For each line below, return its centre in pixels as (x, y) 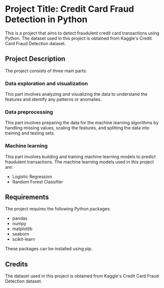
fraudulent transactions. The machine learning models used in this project (80, 162)
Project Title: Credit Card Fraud (70, 9)
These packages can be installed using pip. (49, 249)
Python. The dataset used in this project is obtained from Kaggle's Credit (79, 38)
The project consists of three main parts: (46, 71)
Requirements (27, 197)
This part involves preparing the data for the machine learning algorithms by (82, 123)
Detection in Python (46, 19)
